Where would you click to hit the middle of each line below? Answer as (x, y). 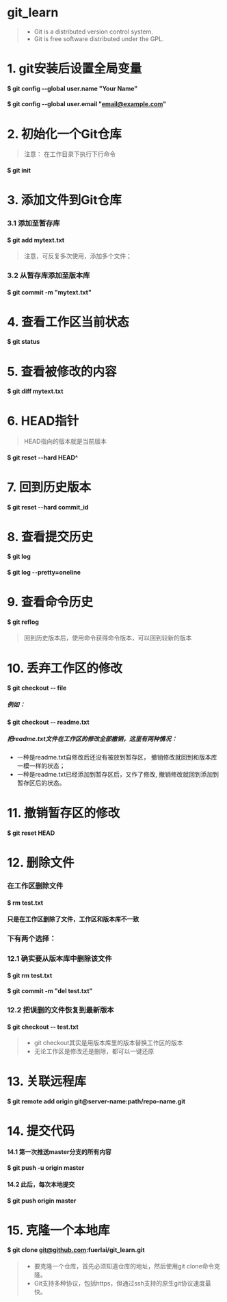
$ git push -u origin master (46, 1168)
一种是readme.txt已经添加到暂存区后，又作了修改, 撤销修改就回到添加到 (118, 775)
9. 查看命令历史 (50, 602)
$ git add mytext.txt (36, 240)
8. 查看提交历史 (50, 537)
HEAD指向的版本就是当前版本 (65, 441)
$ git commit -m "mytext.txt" (50, 292)
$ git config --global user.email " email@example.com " (87, 104)
